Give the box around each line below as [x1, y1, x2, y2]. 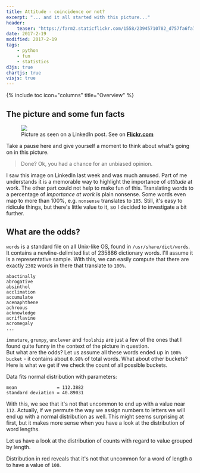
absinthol [6, 284, 31, 290]
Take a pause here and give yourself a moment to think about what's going [6, 142, 190, 149]
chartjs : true [6, 70, 42, 76]
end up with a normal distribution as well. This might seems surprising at [6, 413, 185, 420]
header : [6, 20, 26, 26]
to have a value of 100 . [6, 461, 61, 468]
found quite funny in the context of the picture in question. [6, 342, 149, 350]
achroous [6, 305, 28, 311]
